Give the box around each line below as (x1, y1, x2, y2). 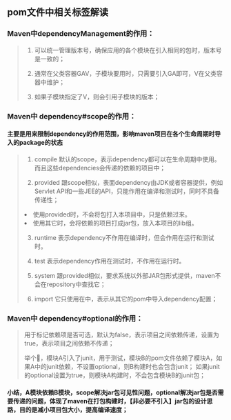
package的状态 (19, 139, 63, 147)
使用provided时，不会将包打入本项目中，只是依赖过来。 (32, 210, 192, 219)
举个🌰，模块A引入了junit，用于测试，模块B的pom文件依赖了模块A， (23, 354, 217, 362)
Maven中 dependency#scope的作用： (7, 111, 137, 121)
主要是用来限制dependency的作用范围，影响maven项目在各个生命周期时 (7, 130, 215, 138)
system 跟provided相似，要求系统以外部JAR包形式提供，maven (34, 271, 215, 279)
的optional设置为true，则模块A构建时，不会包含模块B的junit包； (23, 371, 205, 379)
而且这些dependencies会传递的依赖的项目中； (34, 163, 166, 172)
